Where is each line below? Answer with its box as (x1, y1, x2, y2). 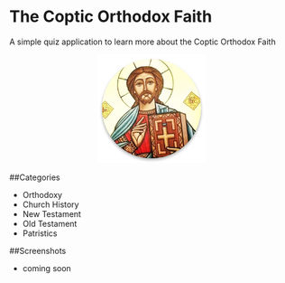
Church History (22, 199, 79, 210)
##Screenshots (9, 245, 67, 256)
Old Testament (22, 218, 78, 229)
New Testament (22, 208, 81, 219)
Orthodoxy (22, 189, 63, 200)
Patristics (22, 228, 58, 239)
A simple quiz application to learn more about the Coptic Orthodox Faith (9, 36, 277, 47)
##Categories (9, 172, 60, 183)
